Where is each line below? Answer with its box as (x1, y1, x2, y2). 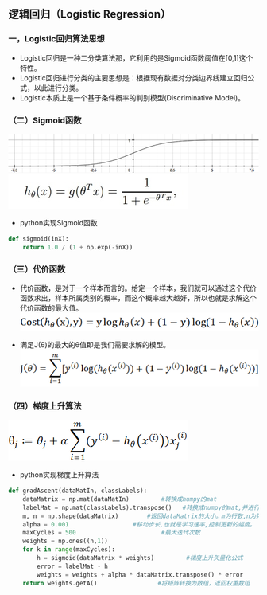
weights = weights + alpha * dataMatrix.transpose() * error (37, 570, 244, 579)
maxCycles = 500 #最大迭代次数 (22, 529, 201, 537)
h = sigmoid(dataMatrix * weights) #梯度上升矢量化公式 (37, 554, 244, 562)
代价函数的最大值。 (19, 303, 83, 313)
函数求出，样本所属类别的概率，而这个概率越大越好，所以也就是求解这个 (19, 293, 257, 303)
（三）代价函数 (8, 264, 66, 275)
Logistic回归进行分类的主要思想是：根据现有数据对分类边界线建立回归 (19, 72, 248, 82)
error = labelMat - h (37, 562, 109, 570)
